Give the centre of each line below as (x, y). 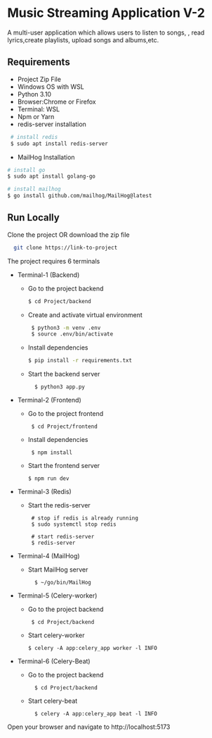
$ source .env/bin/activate (72, 334)
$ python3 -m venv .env (66, 328)
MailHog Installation (46, 157)
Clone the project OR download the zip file (68, 235)
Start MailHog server (58, 570)
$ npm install (52, 453)
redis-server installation (52, 124)
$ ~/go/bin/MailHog (62, 583)
